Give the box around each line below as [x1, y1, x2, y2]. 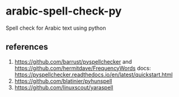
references [5, 42, 49, 52]
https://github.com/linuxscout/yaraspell [14, 84, 113, 91]
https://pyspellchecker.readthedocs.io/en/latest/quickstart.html [14, 71, 173, 78]
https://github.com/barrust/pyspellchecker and [14, 58, 132, 65]
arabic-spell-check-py [5, 4, 122, 18]
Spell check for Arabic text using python [5, 24, 107, 32]
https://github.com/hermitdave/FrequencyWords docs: [14, 64, 151, 72]
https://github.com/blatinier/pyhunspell [14, 77, 113, 84]
